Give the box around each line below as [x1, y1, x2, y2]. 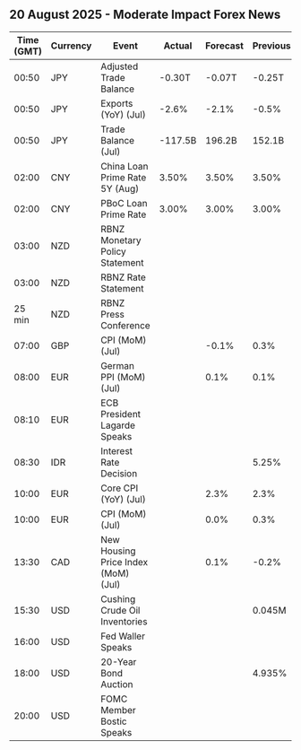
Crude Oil [99, 604, 141, 616]
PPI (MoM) [99, 371, 146, 383]
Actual [163, 39, 193, 52]
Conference [99, 318, 150, 331]
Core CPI [99, 482, 139, 494]
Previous [252, 39, 291, 52]
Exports [99, 97, 133, 109]
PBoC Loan [99, 196, 148, 209]
